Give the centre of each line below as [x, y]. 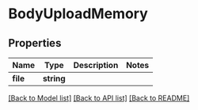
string [54, 78]
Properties [35, 43]
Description [96, 65]
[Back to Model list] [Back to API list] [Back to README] [99, 98]
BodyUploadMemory [78, 14]
